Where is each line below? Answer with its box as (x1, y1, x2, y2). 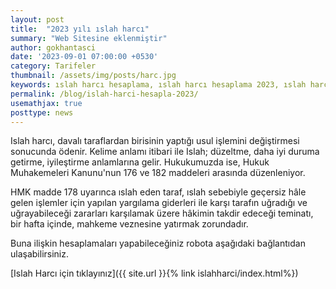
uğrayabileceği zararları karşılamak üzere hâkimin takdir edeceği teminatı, (10, 207, 314, 220)
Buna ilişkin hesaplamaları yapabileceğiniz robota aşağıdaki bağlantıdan (10, 237, 306, 250)
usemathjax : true (10, 98, 83, 108)
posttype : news (10, 107, 74, 118)
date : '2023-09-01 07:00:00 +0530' (10, 52, 159, 62)
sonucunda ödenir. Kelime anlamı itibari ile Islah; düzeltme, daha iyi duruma (10, 146, 320, 158)
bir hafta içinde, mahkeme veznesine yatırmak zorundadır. (10, 218, 249, 230)
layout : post (10, 14, 65, 25)
